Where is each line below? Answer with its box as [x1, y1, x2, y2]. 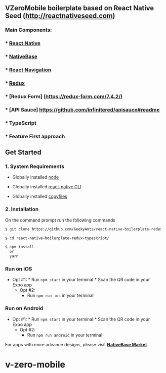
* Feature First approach [5, 133, 65, 140]
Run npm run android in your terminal [27, 332, 103, 338]
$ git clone [5, 226, 30, 232]
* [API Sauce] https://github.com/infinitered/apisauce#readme [5, 106, 160, 113]
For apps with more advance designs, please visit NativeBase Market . [5, 341, 149, 347]
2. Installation [5, 206, 39, 213]
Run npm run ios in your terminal [27, 292, 94, 299]
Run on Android [5, 305, 43, 312]
